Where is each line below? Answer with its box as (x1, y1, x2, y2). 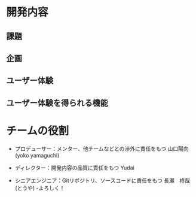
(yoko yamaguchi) (14, 151, 60, 159)
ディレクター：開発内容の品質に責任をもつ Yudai (14, 164, 134, 171)
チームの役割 (6, 124, 69, 138)
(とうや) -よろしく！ (14, 184, 65, 192)
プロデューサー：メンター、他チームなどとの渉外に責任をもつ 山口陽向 (14, 145, 189, 152)
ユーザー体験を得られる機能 (6, 98, 109, 108)
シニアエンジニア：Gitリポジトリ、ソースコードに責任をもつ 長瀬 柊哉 (14, 177, 191, 184)
